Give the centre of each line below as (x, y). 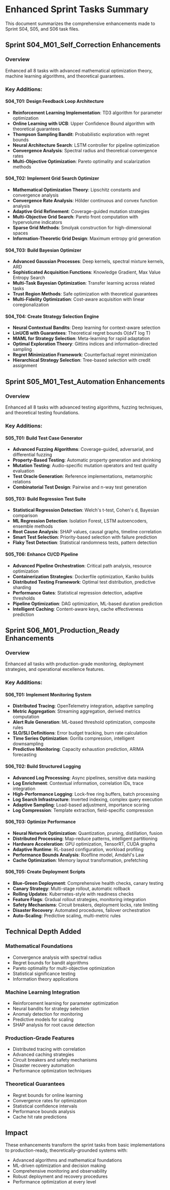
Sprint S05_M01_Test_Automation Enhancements (85, 381)
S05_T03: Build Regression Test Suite (46, 499)
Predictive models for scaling (43, 1019)
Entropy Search (29, 278)
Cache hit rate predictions (40, 1117)
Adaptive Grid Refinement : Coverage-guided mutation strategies (81, 211)
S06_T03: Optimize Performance (41, 822)
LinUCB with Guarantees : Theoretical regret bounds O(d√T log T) (81, 333)
